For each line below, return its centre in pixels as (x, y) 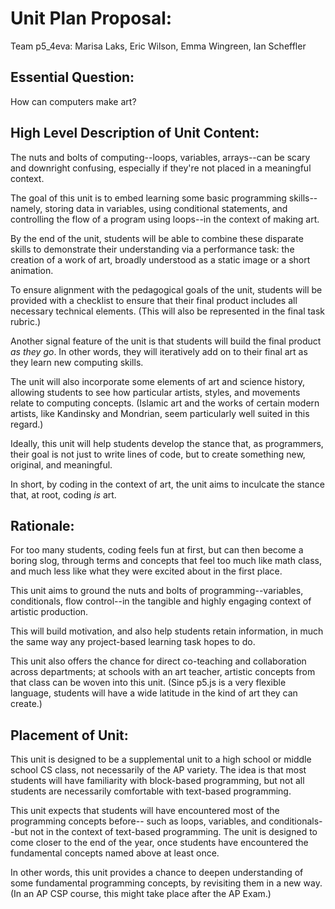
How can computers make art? (73, 101)
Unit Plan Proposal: (91, 18)
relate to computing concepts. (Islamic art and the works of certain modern (165, 403)
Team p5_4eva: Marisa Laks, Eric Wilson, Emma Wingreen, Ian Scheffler (158, 46)
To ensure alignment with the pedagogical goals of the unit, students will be (166, 289)
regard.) (27, 424)
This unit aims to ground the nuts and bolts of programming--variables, (157, 591)
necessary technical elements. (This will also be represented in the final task (168, 311)
